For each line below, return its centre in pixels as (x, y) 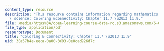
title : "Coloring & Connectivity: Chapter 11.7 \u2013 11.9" (69, 37)
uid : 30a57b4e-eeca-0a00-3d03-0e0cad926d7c (50, 41)
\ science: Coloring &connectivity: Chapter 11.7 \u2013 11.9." (76, 18)
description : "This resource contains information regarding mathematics (82, 14)
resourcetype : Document (29, 32)
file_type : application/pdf (34, 28)
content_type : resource (29, 9)
